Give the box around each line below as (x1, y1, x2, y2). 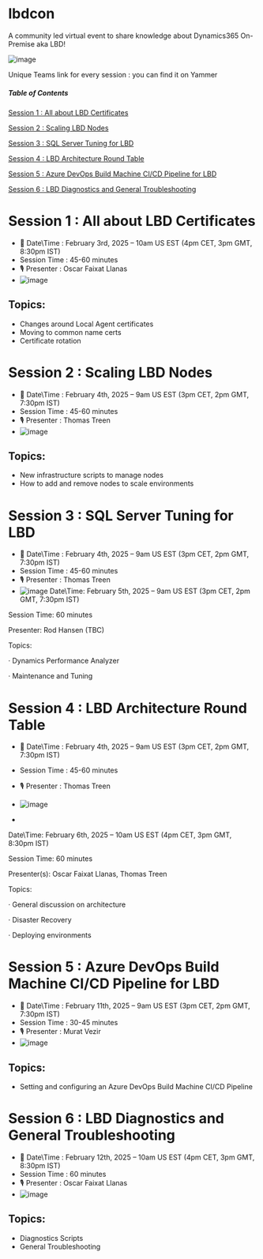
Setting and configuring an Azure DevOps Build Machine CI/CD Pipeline (19, 1082, 253, 1092)
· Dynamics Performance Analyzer (8, 656, 120, 666)
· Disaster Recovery (8, 915, 73, 925)
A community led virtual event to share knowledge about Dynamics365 (8, 31, 239, 40)
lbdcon (8, 5, 55, 23)
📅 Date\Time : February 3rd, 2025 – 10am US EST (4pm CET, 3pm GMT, (19, 238, 253, 247)
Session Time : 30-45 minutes (19, 1018, 118, 1028)
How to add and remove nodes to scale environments (19, 479, 194, 488)
